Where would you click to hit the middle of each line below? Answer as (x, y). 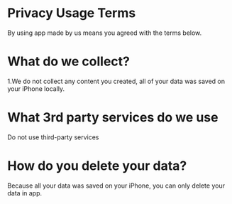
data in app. (25, 193)
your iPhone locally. (36, 88)
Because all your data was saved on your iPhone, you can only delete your (116, 186)
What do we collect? (68, 61)
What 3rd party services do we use (113, 118)
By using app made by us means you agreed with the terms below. (105, 33)
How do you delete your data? (97, 166)
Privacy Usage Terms (72, 13)
